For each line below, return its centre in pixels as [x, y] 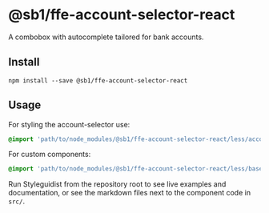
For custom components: [50, 155]
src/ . [17, 201]
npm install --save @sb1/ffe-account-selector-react [98, 80]
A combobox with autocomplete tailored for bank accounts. [106, 37]
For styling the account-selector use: [69, 124]
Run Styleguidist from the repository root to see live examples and [117, 184]
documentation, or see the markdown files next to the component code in [129, 193]
